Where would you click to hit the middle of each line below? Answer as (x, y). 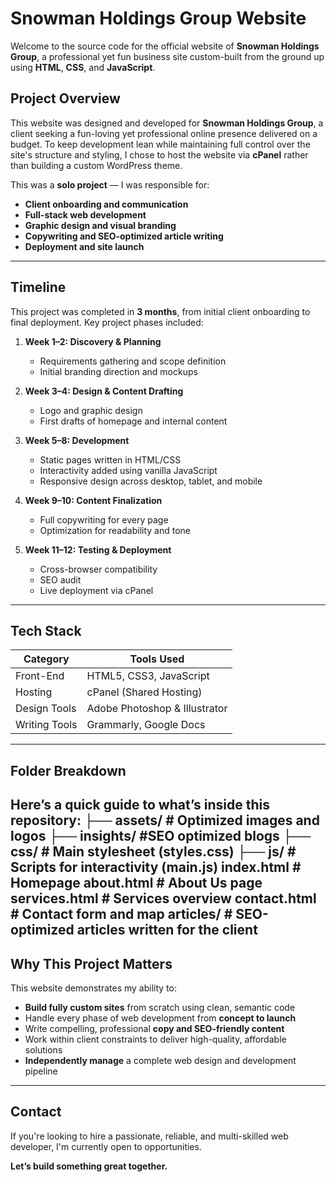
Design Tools (46, 709)
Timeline (38, 287)
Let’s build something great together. (89, 1166)
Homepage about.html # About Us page (136, 883)
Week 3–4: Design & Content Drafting (104, 391)
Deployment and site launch (84, 246)
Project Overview (65, 98)
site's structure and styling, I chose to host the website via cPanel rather (159, 154)
